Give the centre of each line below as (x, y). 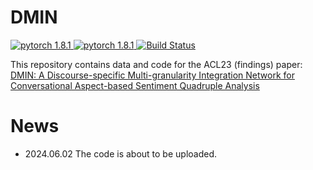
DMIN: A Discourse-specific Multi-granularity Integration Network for (152, 75)
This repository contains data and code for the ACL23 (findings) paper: (156, 64)
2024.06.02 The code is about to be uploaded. (121, 153)
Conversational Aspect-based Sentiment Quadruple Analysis (135, 85)
